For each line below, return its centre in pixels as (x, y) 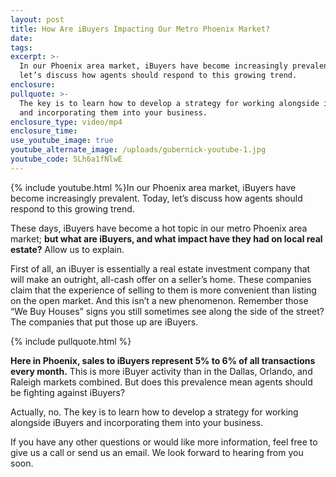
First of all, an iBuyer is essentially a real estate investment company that (160, 268)
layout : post (37, 19)
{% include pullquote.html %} (71, 341)
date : (21, 38)
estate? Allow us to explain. (67, 249)
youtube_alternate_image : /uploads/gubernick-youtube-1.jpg (138, 150)
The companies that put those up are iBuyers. (104, 322)
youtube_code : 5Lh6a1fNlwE (66, 159)
